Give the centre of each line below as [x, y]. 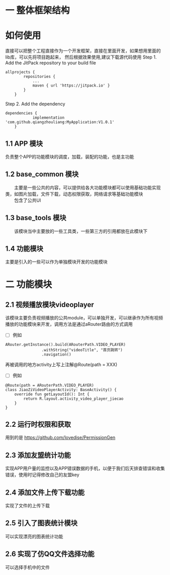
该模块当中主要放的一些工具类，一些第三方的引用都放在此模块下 [81, 231]
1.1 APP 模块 [24, 143]
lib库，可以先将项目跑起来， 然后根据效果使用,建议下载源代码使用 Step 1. [81, 57]
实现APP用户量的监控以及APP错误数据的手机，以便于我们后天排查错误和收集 [85, 469]
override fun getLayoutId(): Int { [52, 394]
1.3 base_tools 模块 [36, 218]
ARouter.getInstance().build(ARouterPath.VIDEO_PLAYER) [65, 345]
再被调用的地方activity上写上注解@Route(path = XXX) [61, 365]
